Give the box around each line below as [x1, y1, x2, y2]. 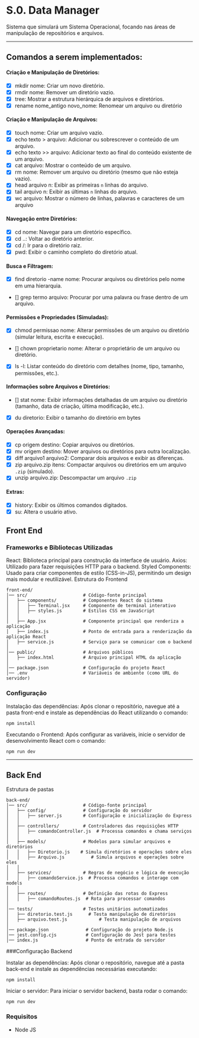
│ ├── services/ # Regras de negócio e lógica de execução [6, 870, 190, 876]
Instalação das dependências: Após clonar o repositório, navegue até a [6, 702, 179, 710]
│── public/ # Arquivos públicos [6, 650, 134, 656]
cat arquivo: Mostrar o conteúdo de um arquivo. [14, 162, 131, 169]
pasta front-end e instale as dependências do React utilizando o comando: [6, 709, 188, 716]
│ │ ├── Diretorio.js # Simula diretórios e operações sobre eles [6, 849, 192, 855]
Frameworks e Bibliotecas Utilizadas [6, 543, 113, 551]
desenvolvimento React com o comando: [6, 737, 106, 744]
